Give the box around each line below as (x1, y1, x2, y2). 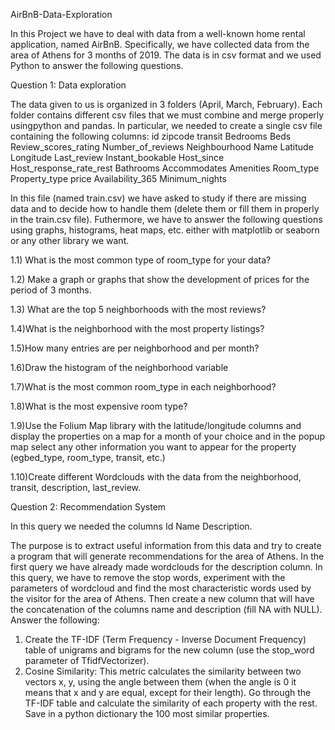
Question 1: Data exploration (10, 79, 127, 91)
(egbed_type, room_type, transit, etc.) (10, 452, 166, 463)
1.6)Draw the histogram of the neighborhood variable (10, 362, 229, 373)
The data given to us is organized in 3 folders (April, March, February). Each (10, 99, 323, 110)
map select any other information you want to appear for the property (10, 441, 297, 453)
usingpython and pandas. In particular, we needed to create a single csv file (10, 120, 323, 131)
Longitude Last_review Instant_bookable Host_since (10, 152, 225, 163)
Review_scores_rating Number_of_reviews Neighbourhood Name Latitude (10, 141, 314, 153)
